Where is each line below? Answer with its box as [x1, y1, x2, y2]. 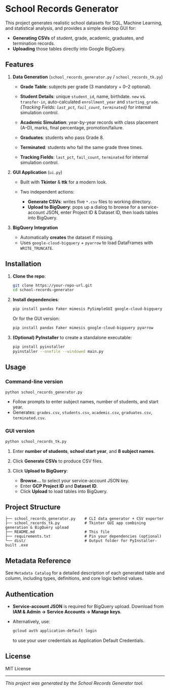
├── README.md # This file [5, 529, 110, 535]
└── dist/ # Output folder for [5, 538, 128, 543]
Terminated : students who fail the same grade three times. [20, 144, 143, 150]
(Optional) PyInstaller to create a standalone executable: [12, 335, 132, 341]
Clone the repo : [12, 273, 46, 279]
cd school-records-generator [12, 288, 74, 293]
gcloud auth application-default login [12, 628, 97, 633]
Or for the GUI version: [12, 315, 60, 321]
